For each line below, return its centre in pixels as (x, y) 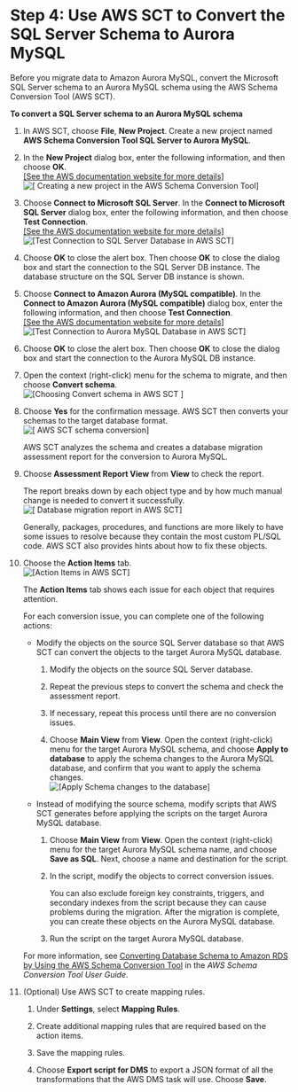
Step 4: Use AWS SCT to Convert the (148, 16)
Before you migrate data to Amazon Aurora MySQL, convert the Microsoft (144, 77)
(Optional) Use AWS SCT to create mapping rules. (114, 991)
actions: (37, 625)
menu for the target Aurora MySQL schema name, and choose (163, 849)
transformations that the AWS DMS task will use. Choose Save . (151, 1079)
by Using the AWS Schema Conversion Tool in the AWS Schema (140, 965)
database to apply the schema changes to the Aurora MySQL (161, 758)
